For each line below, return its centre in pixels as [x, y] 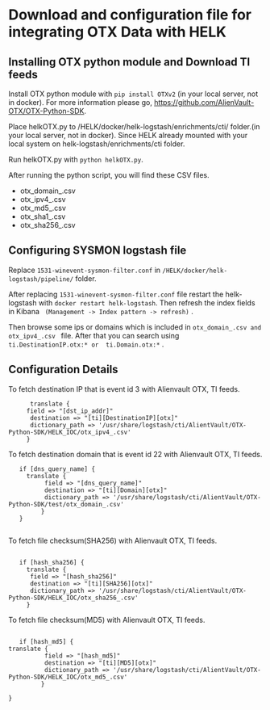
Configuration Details [63, 370]
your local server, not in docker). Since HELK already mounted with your [128, 135]
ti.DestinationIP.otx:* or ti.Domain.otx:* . [86, 344]
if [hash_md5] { [46, 641]
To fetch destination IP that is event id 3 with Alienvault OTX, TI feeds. [124, 389]
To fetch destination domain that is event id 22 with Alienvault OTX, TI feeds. [135, 454]
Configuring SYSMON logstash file [98, 251]
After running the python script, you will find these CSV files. [109, 175]
